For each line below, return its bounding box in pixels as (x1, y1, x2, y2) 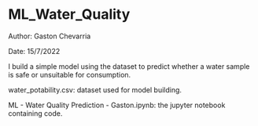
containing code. (8, 108, 63, 118)
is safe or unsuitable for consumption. (8, 70, 131, 79)
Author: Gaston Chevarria (8, 31, 91, 41)
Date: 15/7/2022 (8, 46, 61, 56)
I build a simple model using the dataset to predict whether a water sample (8, 61, 250, 71)
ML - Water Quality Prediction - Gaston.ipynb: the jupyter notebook (8, 100, 226, 110)
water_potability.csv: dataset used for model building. (8, 85, 182, 95)
